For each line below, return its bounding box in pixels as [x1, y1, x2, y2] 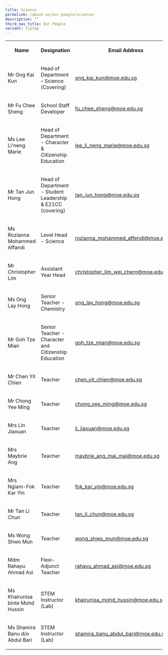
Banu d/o [7, 630, 29, 637]
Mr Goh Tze [7, 336, 35, 343]
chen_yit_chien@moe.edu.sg [74, 376, 142, 383]
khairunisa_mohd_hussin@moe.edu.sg [74, 596, 166, 603]
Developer [40, 108, 65, 115]
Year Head [40, 271, 66, 278]
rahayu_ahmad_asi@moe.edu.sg [74, 563, 151, 570]
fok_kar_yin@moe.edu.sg [74, 483, 134, 490]
